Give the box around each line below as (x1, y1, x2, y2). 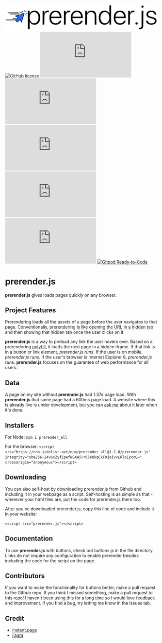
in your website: (5, 511, 37, 517)
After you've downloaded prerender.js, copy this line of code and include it (5, 506, 154, 512)
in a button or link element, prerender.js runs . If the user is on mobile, (5, 349, 143, 355)
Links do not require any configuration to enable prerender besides (5, 553, 139, 558)
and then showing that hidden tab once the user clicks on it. (5, 329, 125, 335)
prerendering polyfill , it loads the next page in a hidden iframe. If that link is (5, 344, 155, 350)
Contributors (5, 572, 45, 580)
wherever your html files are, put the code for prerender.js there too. (5, 496, 142, 502)
